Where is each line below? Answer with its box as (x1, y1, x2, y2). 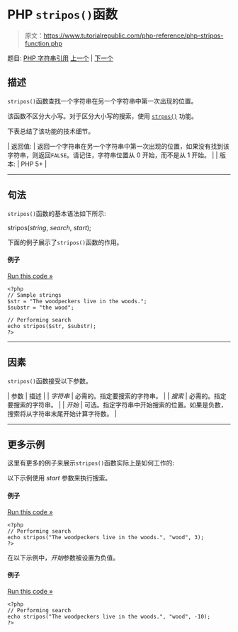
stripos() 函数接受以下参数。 (7, 376, 92, 385)
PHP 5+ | (21, 159, 47, 168)
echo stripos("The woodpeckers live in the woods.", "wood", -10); (7, 613, 211, 620)
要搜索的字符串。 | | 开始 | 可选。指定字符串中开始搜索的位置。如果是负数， (7, 400, 227, 409)
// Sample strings (7, 291, 62, 298)
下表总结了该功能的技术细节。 (7, 127, 94, 135)
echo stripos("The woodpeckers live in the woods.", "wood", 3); (7, 534, 204, 541)
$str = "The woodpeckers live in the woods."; (7, 298, 147, 305)
